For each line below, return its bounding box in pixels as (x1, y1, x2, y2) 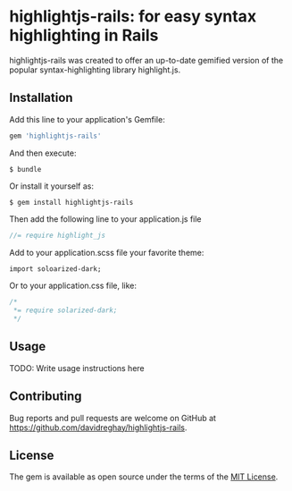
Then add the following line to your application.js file (9, 213, 203, 224)
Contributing (9, 389, 82, 404)
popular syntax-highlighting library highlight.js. (9, 64, 181, 75)
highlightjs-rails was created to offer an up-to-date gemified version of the (9, 55, 284, 65)
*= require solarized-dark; (13, 306, 118, 315)
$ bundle (9, 165, 42, 174)
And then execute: (9, 148, 77, 158)
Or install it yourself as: (9, 181, 94, 191)
